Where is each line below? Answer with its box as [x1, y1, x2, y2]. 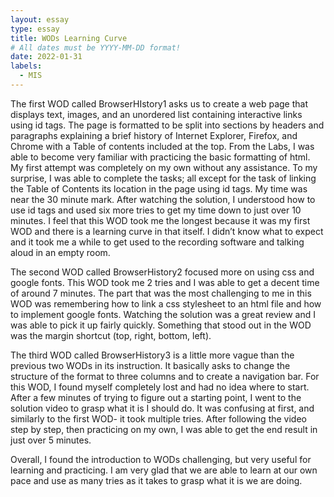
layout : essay [10, 14, 70, 25]
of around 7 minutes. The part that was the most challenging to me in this [10, 287, 312, 299]
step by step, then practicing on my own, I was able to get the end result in [10, 423, 318, 435]
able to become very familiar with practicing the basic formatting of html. [10, 151, 311, 163]
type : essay [10, 24, 60, 34]
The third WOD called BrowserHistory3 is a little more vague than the [10, 349, 295, 361]
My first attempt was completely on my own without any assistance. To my [10, 161, 318, 173]
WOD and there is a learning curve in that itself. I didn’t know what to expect [10, 225, 324, 237]
